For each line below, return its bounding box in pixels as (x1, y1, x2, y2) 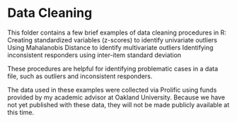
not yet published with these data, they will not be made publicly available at (7, 100, 230, 109)
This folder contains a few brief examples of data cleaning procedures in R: (7, 28, 226, 37)
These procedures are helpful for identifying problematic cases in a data (7, 64, 219, 73)
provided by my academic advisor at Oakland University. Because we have (7, 93, 225, 102)
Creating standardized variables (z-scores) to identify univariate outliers (7, 35, 218, 44)
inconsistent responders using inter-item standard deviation (7, 51, 182, 59)
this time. (7, 108, 35, 116)
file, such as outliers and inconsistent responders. (7, 72, 153, 80)
